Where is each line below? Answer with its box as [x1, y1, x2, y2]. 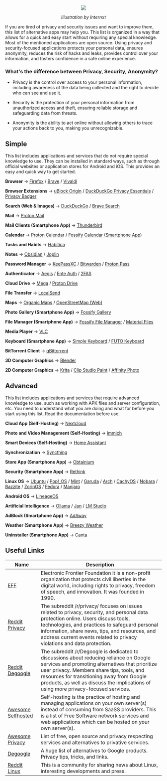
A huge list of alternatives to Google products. [40, 747, 148, 754]
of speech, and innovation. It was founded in [40, 588, 145, 595]
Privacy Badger [5, 193, 37, 199]
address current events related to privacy [40, 633, 137, 640]
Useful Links [5, 546, 45, 555]
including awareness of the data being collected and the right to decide [12, 85, 159, 91]
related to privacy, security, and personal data [40, 609, 148, 616]
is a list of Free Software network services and [40, 712, 149, 719]
